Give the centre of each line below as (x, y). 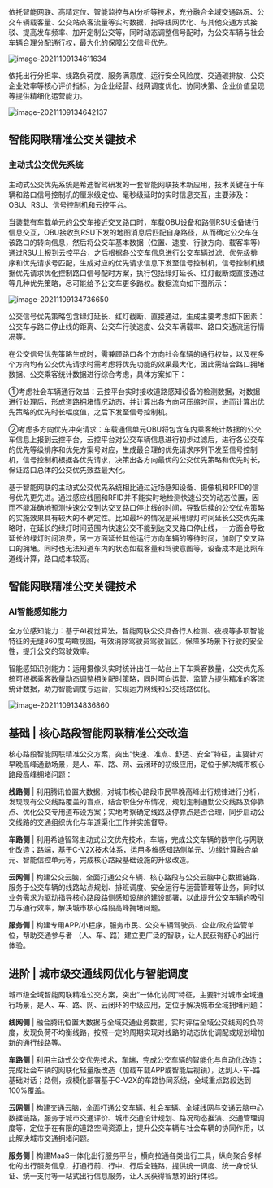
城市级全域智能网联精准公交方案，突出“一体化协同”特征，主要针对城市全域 (133, 995)
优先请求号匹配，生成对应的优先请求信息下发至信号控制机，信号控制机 (140, 262)
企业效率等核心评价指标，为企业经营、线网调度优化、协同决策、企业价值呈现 (136, 85)
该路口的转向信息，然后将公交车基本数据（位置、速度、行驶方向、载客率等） (136, 242)
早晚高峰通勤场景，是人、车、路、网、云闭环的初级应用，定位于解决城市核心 (136, 765)
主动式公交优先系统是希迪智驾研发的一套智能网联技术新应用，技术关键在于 (133, 184)
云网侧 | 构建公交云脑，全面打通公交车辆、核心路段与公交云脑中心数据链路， (136, 877)
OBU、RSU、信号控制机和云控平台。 (70, 204)
